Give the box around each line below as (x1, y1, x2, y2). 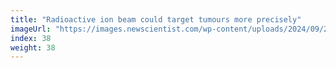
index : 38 (10, 33, 52, 43)
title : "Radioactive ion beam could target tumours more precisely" (10, 14, 302, 25)
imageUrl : (10, 24, 52, 34)
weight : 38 (10, 42, 56, 53)
